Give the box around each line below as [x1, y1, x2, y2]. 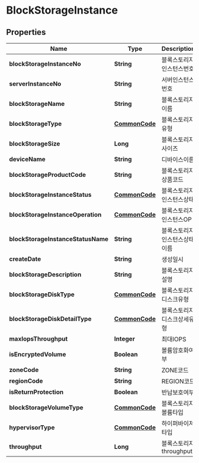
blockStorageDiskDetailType [9, 315, 92, 323]
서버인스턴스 [161, 76, 195, 83]
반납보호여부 [161, 388, 195, 396]
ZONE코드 [161, 366, 189, 374]
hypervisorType [9, 423, 55, 432]
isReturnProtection [9, 388, 64, 396]
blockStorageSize [9, 140, 60, 148]
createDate [9, 255, 41, 263]
